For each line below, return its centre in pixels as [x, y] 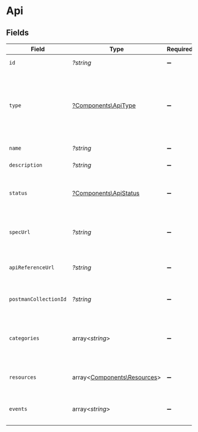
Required [180, 49]
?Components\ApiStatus [106, 193]
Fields [18, 33]
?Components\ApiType [104, 105]
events [18, 409]
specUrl [20, 232]
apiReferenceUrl [32, 267]
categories [24, 338]
